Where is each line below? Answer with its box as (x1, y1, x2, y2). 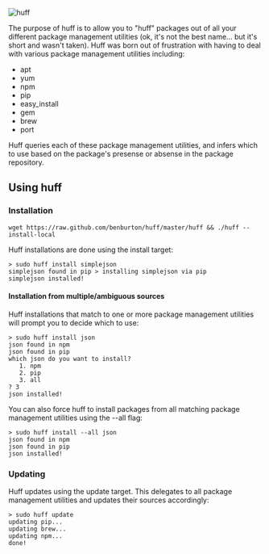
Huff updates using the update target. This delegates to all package (8, 487, 233, 497)
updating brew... (8, 525, 67, 533)
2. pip (19, 368, 42, 377)
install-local (8, 230, 56, 238)
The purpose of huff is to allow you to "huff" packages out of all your (8, 23, 238, 32)
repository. (8, 157, 44, 167)
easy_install (19, 99, 59, 108)
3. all (19, 376, 42, 384)
